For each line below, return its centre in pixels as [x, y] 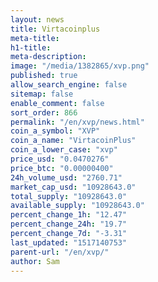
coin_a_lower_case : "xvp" [64, 150]
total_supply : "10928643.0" [69, 196]
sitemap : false [42, 94]
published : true [44, 76]
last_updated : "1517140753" [69, 242]
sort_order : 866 [44, 112]
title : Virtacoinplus [55, 29]
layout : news [37, 19]
